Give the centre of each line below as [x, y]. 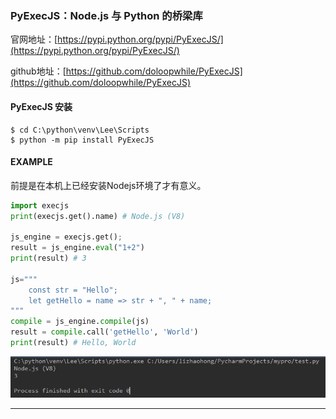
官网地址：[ [34, 39]
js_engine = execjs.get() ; [66, 237]
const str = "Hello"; [73, 290]
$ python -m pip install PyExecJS [82, 140]
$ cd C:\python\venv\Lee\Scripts [80, 130]
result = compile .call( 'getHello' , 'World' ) [104, 332]
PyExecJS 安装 [41, 106]
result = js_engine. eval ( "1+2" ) [77, 248]
